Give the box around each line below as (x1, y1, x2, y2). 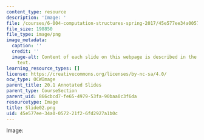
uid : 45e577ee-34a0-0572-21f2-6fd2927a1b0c (6, 110, 118, 116)
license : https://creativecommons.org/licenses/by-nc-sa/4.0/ (6, 71, 167, 77)
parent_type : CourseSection (6, 88, 78, 94)
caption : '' (12, 43, 42, 49)
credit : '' (12, 48, 39, 55)
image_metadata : (6, 37, 47, 43)
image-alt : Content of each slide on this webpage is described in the (12, 54, 197, 60)
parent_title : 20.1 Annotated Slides (6, 82, 102, 88)
